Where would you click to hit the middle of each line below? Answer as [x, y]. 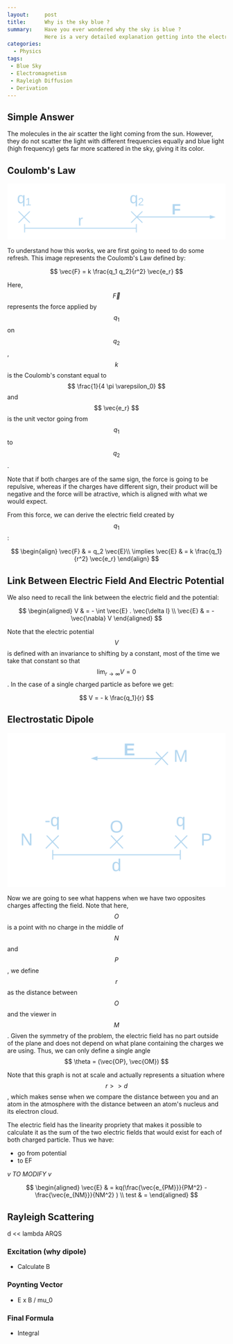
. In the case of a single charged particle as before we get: [90, 684]
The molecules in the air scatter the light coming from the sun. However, [110, 134]
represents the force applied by [52, 307]
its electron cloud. [33, 1112]
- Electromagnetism [38, 73]
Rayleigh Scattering [51, 1217]
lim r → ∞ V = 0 [116, 673]
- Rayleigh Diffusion [41, 81]
